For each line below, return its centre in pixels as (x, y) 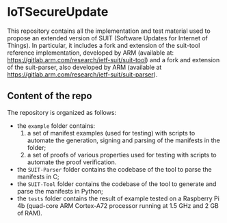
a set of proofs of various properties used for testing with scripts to (122, 155)
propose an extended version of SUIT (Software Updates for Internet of (108, 38)
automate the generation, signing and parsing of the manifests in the (123, 140)
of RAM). (29, 213)
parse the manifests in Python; (60, 191)
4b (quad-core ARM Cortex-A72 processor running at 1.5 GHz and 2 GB (118, 205)
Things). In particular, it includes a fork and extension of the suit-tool (104, 45)
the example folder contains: (56, 126)
